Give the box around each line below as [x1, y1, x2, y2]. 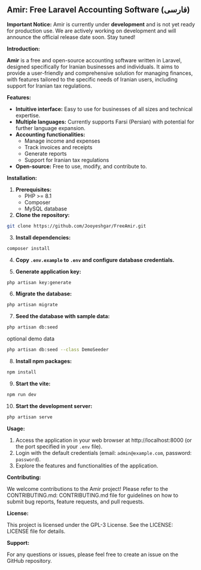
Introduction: [7, 45, 41, 52]
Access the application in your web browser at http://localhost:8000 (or [15, 436, 192, 444]
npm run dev [7, 391, 36, 397]
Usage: [7, 425, 26, 432]
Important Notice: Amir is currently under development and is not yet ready [7, 20, 195, 28]
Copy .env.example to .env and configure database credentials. [15, 256, 175, 263]
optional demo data [7, 335, 55, 342]
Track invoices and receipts [24, 143, 93, 150]
